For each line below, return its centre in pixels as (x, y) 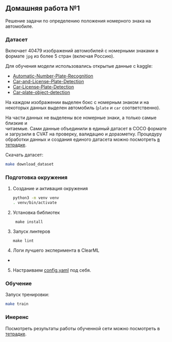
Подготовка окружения (36, 177)
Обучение (19, 283)
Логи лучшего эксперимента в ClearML (56, 250)
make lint (23, 241)
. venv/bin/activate (35, 203)
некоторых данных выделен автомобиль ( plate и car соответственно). (83, 108)
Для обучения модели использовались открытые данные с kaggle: (79, 66)
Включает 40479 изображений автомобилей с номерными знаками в (82, 51)
